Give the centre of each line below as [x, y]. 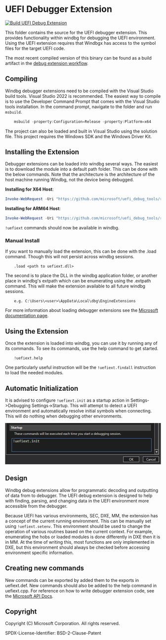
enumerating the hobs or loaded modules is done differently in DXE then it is [83, 537]
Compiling [21, 79]
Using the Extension [37, 331]
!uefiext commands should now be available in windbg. [62, 228]
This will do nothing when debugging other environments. [64, 416]
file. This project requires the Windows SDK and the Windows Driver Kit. [79, 136]
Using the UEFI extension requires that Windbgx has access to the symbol [81, 43]
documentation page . [27, 316]
